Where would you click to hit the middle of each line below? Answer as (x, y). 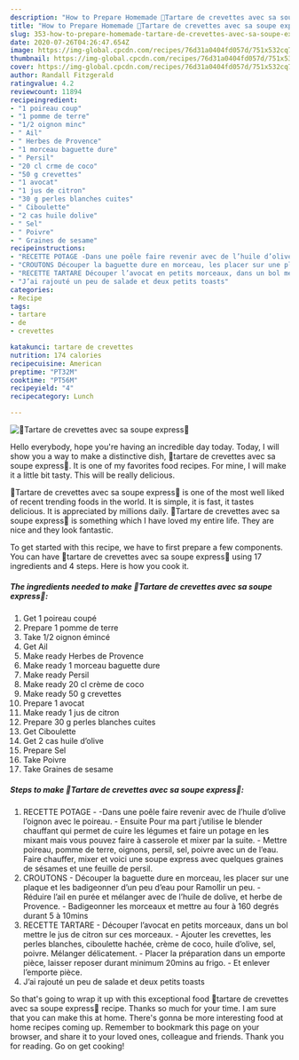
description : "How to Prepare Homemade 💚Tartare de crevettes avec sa (143, 17)
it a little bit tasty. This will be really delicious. (93, 475)
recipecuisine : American (56, 364)
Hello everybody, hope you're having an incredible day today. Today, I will (145, 447)
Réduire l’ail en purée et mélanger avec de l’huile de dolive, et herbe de (153, 897)
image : (22, 51)
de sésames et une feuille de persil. (88, 868)
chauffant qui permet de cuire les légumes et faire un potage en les (146, 830)
